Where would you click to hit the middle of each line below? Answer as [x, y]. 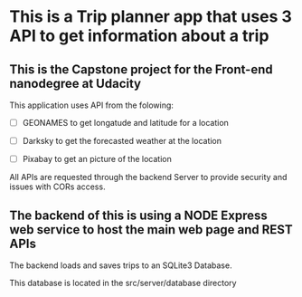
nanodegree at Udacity [75, 83]
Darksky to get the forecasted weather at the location [122, 141]
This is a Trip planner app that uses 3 [151, 17]
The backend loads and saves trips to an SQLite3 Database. [121, 265]
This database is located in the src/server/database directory [123, 283]
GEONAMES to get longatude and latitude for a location [125, 123]
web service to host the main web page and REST [151, 230]
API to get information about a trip [139, 36]
